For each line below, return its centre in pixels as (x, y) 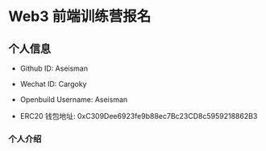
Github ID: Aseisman (54, 68)
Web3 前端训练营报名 (80, 16)
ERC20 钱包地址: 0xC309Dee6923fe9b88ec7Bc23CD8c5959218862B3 (139, 116)
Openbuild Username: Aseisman (74, 100)
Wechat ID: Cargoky (53, 84)
